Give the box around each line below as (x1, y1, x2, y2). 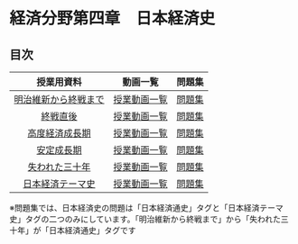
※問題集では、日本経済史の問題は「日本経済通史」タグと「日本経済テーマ (9, 203, 284, 212)
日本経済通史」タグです (48, 225, 136, 235)
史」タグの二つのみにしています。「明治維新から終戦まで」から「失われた (9, 213, 282, 224)
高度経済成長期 (27, 127, 92, 140)
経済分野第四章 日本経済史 (9, 8, 216, 29)
